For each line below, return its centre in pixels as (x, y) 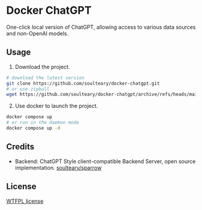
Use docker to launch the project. (56, 106)
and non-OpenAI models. (38, 33)
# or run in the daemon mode (43, 123)
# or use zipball (28, 89)
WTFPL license (25, 201)
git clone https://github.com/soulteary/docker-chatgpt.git (83, 83)
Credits (20, 147)
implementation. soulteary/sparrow (58, 167)
